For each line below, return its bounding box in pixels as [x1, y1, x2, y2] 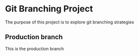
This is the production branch [5, 45, 64, 51]
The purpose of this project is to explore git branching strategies [5, 19, 135, 25]
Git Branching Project [5, 3, 93, 14]
